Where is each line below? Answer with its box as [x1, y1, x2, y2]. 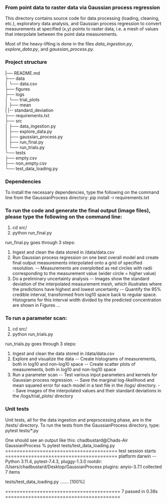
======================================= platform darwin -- [5, 453, 157, 459]
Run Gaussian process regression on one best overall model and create [12, 254, 159, 260]
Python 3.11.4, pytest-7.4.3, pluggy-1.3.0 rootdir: [5, 458, 102, 464]
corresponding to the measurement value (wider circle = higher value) [12, 270, 157, 276]
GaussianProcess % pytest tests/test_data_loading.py [5, 442, 115, 448]
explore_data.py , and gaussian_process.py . [5, 46, 94, 52]
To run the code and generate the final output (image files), [5, 207, 151, 214]
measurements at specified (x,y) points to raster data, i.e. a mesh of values [5, 26, 159, 32]
